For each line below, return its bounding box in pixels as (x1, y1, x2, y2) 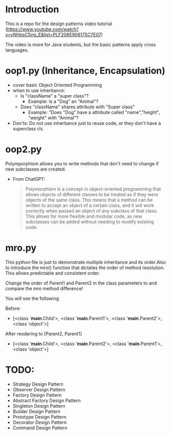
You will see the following (5, 295, 59, 301)
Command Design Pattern (12, 425, 68, 431)
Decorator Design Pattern (12, 419, 67, 425)
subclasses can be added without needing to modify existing (25, 218, 154, 224)
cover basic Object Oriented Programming (12, 82, 102, 88)
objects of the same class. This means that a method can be (25, 197, 153, 203)
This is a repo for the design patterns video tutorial (5, 21, 113, 27)
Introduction (5, 4, 59, 15)
